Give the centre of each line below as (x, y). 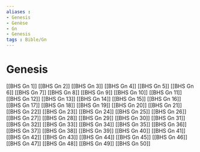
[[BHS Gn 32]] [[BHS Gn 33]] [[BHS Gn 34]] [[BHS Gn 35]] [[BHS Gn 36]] (97, 124)
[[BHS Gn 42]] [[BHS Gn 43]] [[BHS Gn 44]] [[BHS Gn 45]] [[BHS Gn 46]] (97, 137)
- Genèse (17, 23)
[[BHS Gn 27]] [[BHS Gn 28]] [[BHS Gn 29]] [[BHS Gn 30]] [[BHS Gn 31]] (96, 118)
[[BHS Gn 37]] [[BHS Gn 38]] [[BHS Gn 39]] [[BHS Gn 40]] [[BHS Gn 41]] (96, 130)
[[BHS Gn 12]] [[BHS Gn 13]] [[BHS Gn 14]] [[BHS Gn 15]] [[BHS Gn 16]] (94, 99)
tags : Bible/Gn (26, 40)
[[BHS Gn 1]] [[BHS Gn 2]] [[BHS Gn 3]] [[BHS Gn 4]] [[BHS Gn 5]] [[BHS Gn (100, 86)
